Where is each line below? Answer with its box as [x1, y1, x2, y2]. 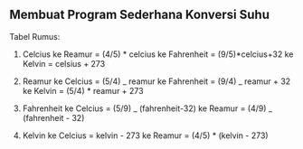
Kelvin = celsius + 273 [22, 58, 106, 69]
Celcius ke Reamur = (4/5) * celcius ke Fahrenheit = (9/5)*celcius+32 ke [22, 49, 294, 60]
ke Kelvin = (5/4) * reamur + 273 [22, 85, 144, 96]
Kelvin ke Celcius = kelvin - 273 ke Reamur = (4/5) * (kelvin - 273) [22, 130, 269, 141]
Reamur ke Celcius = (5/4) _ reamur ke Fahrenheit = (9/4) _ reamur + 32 [22, 76, 291, 87]
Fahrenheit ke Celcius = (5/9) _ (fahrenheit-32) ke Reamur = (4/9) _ [22, 103, 273, 114]
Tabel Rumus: [9, 31, 61, 42]
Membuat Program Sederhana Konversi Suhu [9, 7, 270, 23]
